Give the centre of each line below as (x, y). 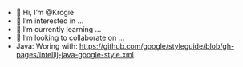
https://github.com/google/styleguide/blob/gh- (157, 46)
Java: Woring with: (47, 46)
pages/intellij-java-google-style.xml (75, 55)
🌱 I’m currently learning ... (59, 29)
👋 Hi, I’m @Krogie (45, 12)
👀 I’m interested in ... (50, 21)
